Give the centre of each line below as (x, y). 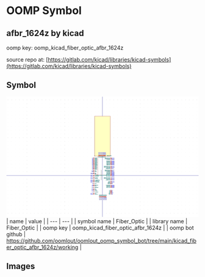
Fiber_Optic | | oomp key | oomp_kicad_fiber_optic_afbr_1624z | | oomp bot (100, 228)
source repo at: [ (27, 59)
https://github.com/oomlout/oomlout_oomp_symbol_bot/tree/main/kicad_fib (102, 240)
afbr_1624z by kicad (45, 33)
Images (21, 266)
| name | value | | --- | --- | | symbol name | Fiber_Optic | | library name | (97, 221)
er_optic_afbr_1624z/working (42, 247)
